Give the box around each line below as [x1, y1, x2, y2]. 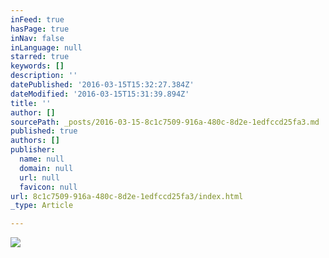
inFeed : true [10, 14, 65, 25]
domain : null [19, 163, 74, 173]
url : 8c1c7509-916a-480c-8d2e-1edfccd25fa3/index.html [10, 191, 244, 201]
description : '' [10, 71, 78, 81]
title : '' [10, 98, 52, 108]
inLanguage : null [10, 42, 83, 53]
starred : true [10, 52, 70, 62]
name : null [19, 154, 65, 164]
